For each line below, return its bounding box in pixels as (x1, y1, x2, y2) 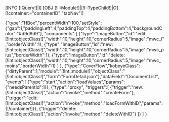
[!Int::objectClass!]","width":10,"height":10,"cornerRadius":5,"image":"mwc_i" (5, 36, 164, 42)
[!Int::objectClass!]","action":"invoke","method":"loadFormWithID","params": (5, 100, 163, 106)
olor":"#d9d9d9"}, (5, 31, 44, 36)
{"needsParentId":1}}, (5, 84, 50, 90)
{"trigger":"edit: (5, 95, 38, 101)
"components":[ (44, 31, 77, 36)
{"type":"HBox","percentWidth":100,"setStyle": (5, 20, 102, 26)
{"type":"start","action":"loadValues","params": (27, 79, 125, 85)
